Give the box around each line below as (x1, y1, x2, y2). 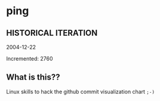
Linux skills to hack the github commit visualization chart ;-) (6, 88, 155, 95)
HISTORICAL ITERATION (6, 28, 98, 38)
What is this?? (6, 72, 60, 83)
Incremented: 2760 (6, 55, 53, 62)
